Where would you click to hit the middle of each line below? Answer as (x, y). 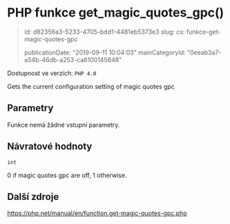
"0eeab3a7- (204, 52)
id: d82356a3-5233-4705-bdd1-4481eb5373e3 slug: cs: (104, 32)
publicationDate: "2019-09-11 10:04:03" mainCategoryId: (105, 52)
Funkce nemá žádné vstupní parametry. (64, 125)
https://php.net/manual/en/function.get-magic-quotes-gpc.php (97, 213)
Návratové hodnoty (50, 146)
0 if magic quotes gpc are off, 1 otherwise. (67, 175)
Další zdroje (33, 197)
